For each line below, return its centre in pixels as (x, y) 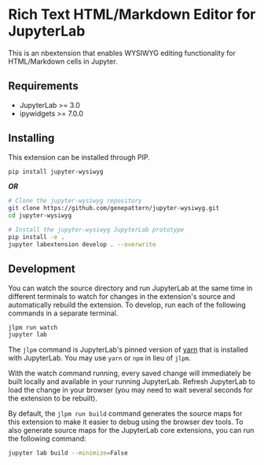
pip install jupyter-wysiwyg (56, 172)
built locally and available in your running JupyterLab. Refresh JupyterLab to (132, 382)
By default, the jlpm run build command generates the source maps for (125, 414)
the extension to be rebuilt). (53, 398)
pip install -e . (37, 237)
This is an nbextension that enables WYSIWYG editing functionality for (122, 53)
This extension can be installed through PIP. (79, 157)
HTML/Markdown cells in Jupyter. (63, 61)
